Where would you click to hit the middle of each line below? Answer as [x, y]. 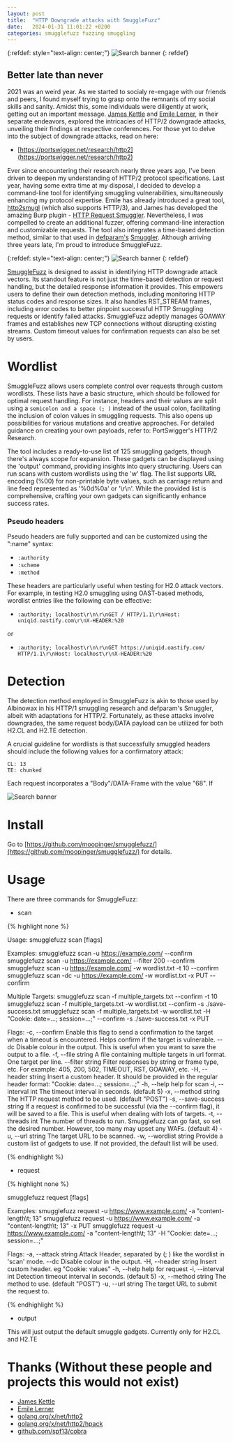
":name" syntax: [30, 544]
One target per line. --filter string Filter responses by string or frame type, [113, 1062]
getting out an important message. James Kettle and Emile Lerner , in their [113, 114]
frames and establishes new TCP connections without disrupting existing [112, 324]
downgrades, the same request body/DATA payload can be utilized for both [115, 723]
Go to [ [17, 844]
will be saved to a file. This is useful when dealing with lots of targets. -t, [111, 1114]
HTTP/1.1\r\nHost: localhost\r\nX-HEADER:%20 [84, 654]
